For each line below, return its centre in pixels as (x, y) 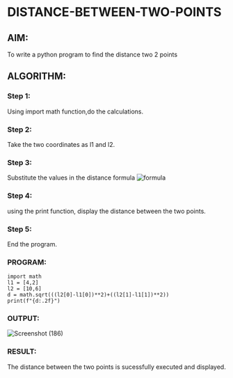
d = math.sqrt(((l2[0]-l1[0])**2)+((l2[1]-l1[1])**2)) (88, 295)
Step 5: (20, 229)
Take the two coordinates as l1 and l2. (61, 144)
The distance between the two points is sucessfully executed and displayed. (116, 367)
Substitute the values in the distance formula (71, 178)
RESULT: (22, 352)
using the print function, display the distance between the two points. (107, 211)
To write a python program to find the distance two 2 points (93, 54)
